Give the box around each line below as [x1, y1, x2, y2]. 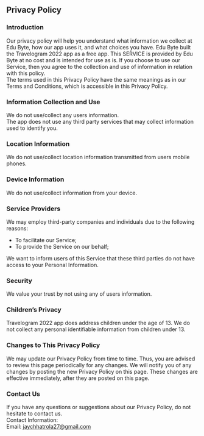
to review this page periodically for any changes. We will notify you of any [6, 361, 192, 368]
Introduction [6, 23, 44, 32]
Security [6, 276, 32, 285]
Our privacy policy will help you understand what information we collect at [6, 37, 193, 45]
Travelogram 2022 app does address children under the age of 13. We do [6, 320, 191, 327]
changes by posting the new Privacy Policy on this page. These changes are [6, 368, 198, 375]
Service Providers [6, 204, 61, 213]
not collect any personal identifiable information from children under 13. [6, 326, 186, 333]
